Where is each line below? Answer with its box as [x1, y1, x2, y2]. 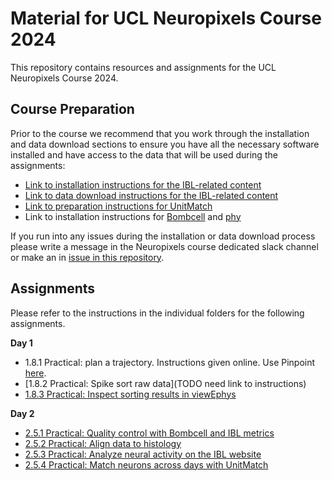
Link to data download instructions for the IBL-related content [24, 189, 279, 201]
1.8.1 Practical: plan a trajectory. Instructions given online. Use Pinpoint [24, 356, 316, 368]
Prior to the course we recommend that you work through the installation [10, 127, 310, 139]
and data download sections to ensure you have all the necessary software [10, 138, 320, 150]
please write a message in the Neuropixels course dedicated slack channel [10, 240, 319, 252]
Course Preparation [10, 101, 135, 118]
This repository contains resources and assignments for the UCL [10, 61, 277, 73]
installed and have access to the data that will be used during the [10, 148, 278, 161]
